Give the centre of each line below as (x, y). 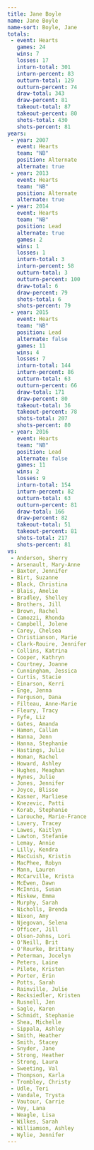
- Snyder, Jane (33, 1049)
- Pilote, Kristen (37, 969)
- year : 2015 (30, 312)
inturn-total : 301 (44, 67)
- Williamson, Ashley (42, 1128)
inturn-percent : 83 (45, 73)
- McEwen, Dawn (33, 883)
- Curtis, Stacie (36, 677)
